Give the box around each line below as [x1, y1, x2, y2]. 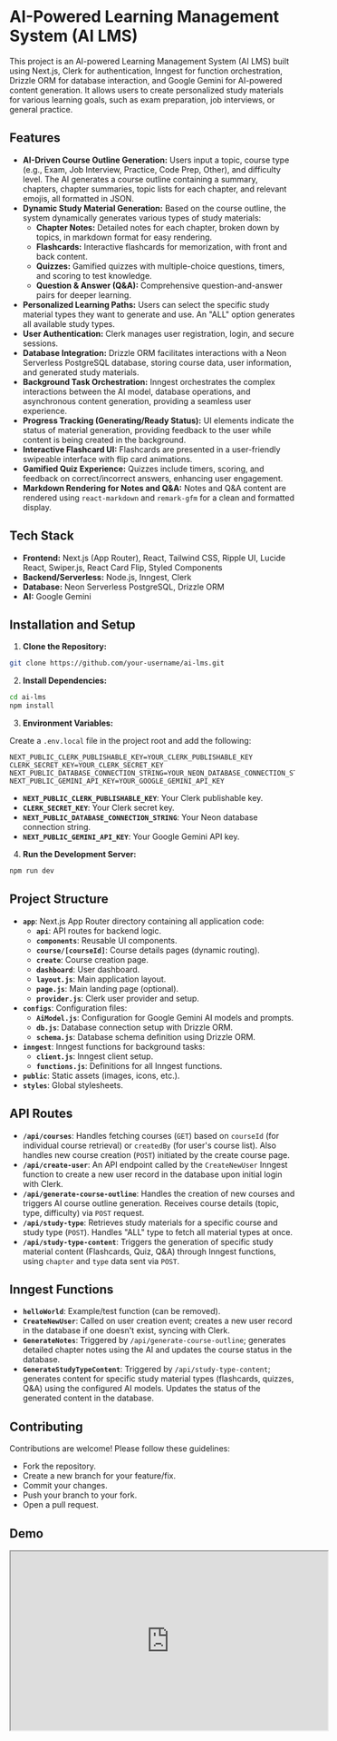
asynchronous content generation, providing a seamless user [22, 395, 252, 406]
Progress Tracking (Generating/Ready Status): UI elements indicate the [22, 415, 294, 426]
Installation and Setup [9, 617, 136, 632]
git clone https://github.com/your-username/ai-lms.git [9, 658, 225, 668]
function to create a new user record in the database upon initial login [22, 1169, 283, 1180]
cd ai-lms [9, 693, 47, 702]
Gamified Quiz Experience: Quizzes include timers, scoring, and [22, 463, 265, 474]
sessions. [22, 338, 59, 349]
